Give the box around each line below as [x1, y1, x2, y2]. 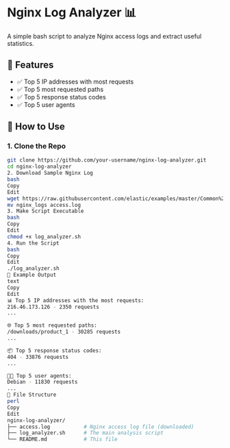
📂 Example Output [7, 271, 57, 279]
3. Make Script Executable [7, 208, 84, 215]
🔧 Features [7, 59, 54, 71]
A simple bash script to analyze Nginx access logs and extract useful [7, 32, 202, 40]
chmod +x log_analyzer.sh [7, 233, 81, 240]
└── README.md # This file [7, 436, 118, 443]
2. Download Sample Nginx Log [7, 170, 94, 177]
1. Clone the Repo [7, 141, 66, 151]
